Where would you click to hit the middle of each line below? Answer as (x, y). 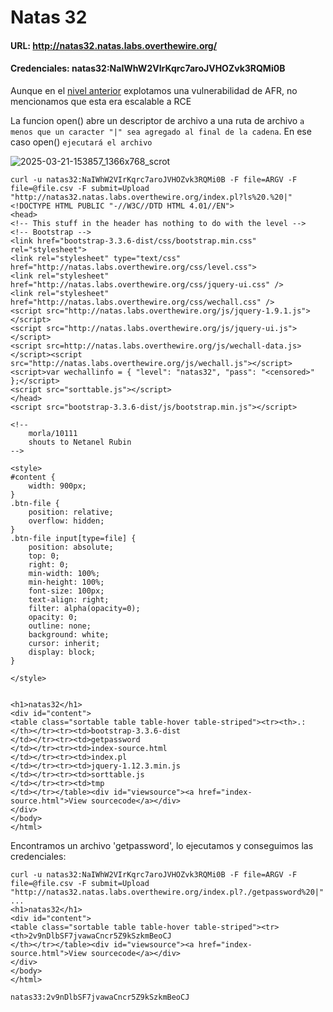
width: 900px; (57, 486)
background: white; (69, 634)
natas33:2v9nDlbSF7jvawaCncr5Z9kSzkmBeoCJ (100, 997)
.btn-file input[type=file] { (73, 538)
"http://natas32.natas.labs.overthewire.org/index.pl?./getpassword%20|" (167, 892)
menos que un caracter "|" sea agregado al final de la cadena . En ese (161, 131)
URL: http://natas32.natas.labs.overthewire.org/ (114, 45)
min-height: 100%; (66, 582)
